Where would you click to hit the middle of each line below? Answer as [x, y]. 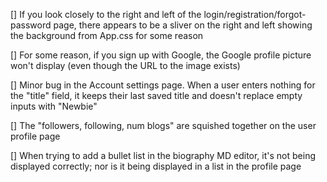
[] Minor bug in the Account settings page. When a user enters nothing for [163, 85]
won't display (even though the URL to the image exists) [125, 65]
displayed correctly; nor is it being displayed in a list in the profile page [156, 166]
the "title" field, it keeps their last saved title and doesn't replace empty [156, 95]
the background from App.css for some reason [107, 35]
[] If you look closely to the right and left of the [106, 14]
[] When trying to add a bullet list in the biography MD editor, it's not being [163, 155]
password [31, 25]
